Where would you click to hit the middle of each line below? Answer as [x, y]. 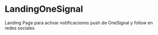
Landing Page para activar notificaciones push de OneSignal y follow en [79, 23]
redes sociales [20, 28]
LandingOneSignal [44, 9]
